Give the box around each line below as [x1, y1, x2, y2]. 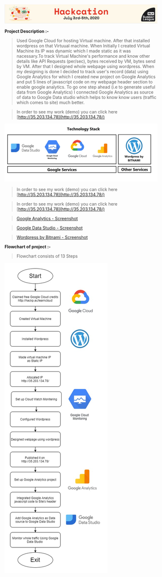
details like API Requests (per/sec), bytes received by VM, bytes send [16, 58, 156, 64]
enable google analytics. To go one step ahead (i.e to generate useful [16, 84, 156, 90]
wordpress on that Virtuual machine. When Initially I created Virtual [16, 43, 150, 49]
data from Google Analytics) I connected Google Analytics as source [16, 89, 154, 95]
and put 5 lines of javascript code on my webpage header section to [16, 79, 153, 85]
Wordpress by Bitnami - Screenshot [16, 234, 88, 240]
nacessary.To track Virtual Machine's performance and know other [16, 53, 150, 59]
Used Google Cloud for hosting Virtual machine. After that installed [16, 38, 150, 44]
